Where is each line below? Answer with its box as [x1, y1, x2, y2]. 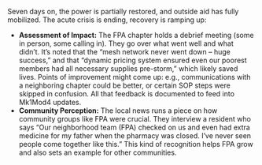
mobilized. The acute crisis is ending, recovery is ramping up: [7, 15, 207, 24]
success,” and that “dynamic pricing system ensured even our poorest [18, 55, 247, 65]
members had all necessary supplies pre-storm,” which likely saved [18, 64, 238, 73]
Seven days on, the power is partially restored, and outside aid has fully [7, 7, 239, 16]
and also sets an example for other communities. [18, 148, 177, 157]
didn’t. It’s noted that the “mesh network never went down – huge [18, 47, 231, 56]
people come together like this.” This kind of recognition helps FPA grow [18, 140, 253, 148]
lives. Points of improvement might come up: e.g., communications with [18, 73, 251, 81]
